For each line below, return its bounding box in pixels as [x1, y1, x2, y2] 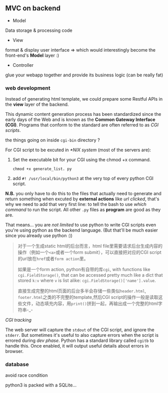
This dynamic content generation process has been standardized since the [5, 111, 161, 117]
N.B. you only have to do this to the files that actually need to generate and [5, 191, 162, 197]
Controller [12, 62, 34, 68]
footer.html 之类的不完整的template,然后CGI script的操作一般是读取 [17, 294, 158, 300]
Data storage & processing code [5, 27, 72, 33]
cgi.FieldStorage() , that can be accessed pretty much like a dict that [17, 272, 163, 278]
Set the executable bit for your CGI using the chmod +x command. [12, 157, 151, 163]
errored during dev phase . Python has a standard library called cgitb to [5, 337, 154, 343]
